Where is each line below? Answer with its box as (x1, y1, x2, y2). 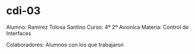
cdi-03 (6, 4, 41, 18)
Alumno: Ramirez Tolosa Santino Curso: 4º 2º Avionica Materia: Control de (6, 23, 189, 31)
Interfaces (6, 29, 32, 36)
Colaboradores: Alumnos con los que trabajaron (6, 41, 124, 48)
